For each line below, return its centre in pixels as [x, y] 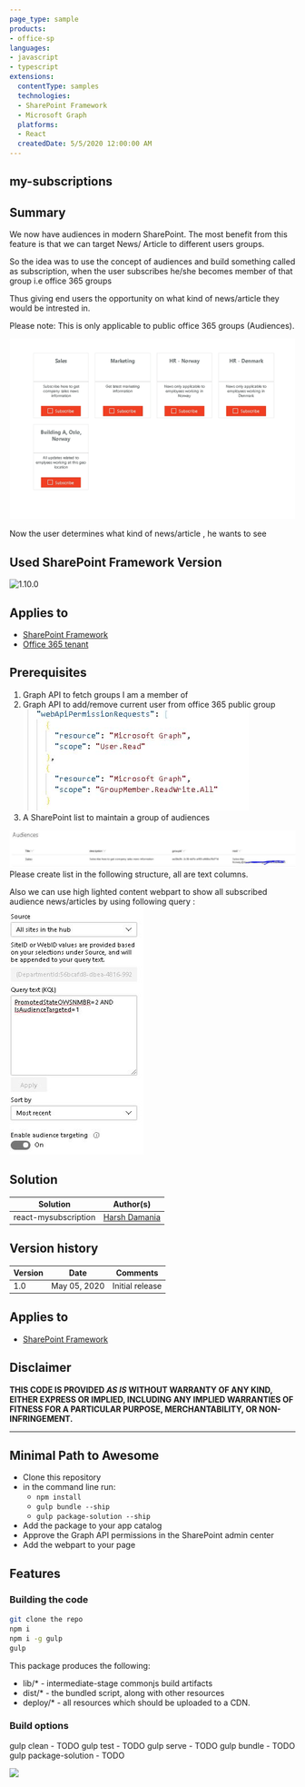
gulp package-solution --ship [93, 1517]
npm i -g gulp [36, 1638]
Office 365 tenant [55, 644]
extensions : [32, 77]
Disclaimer [40, 1368]
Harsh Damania [132, 1217]
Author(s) [132, 1205]
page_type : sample [44, 19]
